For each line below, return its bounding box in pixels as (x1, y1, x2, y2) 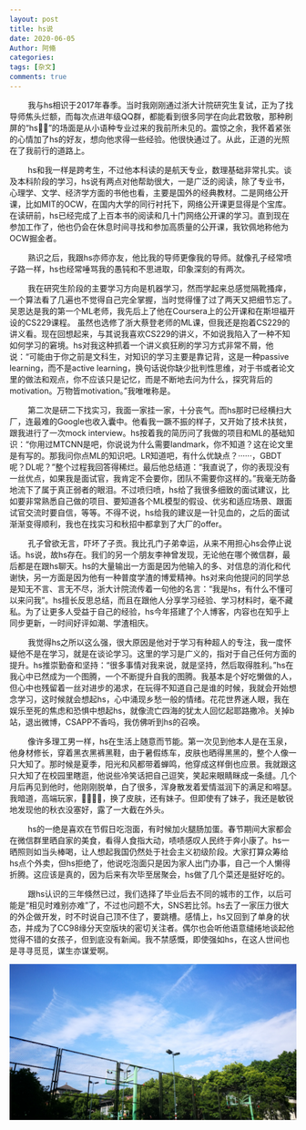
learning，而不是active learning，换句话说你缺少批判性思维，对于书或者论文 (9, 362, 295, 373)
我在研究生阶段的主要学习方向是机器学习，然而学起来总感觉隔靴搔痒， (26, 282, 291, 293)
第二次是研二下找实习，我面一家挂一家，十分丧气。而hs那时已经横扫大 (26, 404, 292, 415)
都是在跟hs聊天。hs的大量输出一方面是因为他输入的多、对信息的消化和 (16, 560, 283, 571)
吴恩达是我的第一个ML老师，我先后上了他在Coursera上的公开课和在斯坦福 (9, 305, 288, 316)
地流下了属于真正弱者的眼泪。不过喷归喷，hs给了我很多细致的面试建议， (9, 484, 282, 495)
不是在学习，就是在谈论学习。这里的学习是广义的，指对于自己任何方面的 (25, 647, 297, 659)
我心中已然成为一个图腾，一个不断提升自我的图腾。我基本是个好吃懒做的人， (9, 670, 297, 682)
